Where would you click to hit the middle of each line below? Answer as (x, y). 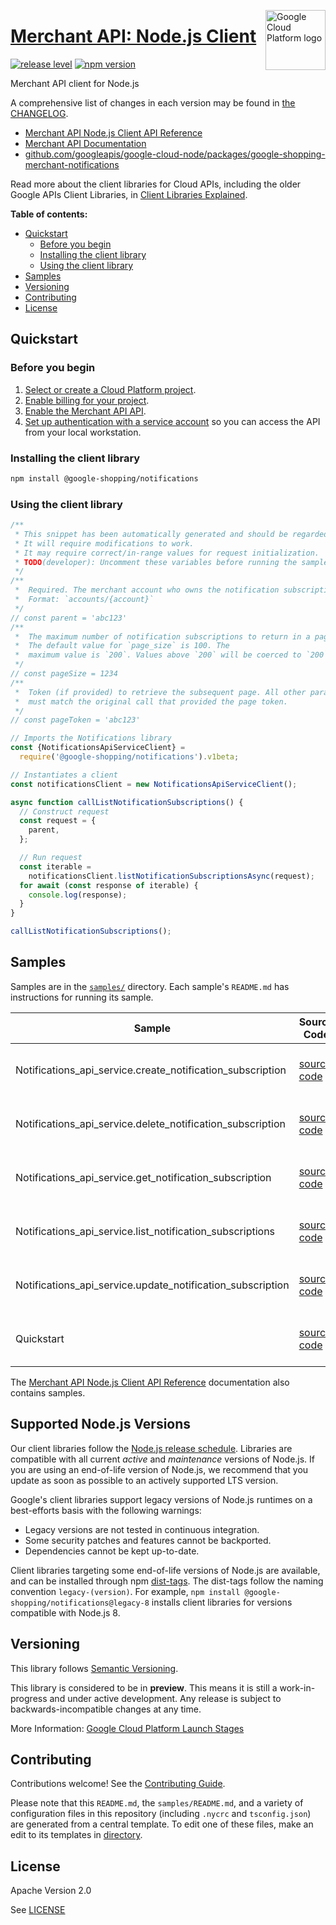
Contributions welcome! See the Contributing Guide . (118, 1784)
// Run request (51, 858)
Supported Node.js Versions (101, 1424)
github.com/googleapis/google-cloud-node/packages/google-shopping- (175, 154)
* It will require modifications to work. (104, 543)
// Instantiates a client (64, 775)
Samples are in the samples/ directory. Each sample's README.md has (150, 986)
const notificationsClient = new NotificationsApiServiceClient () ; (154, 784)
